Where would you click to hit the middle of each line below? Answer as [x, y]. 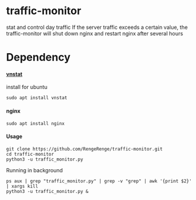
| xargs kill [22, 186]
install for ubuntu [27, 87]
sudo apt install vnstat [37, 98]
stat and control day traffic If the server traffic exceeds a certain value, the [97, 27]
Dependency [38, 58]
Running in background [35, 170]
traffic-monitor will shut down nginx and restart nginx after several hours [95, 33]
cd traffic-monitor [30, 154]
